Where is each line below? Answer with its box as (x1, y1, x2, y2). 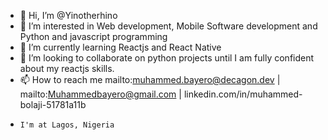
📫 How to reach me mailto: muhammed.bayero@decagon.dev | (19, 74, 281, 85)
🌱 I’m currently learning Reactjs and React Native (19, 41, 222, 53)
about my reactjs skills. (19, 63, 115, 74)
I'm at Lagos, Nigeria (19, 120, 115, 130)
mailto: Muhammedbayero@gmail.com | (19, 88, 182, 100)
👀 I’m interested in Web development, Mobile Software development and (19, 20, 318, 32)
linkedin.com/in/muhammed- (183, 88, 303, 100)
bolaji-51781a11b (19, 99, 87, 110)
